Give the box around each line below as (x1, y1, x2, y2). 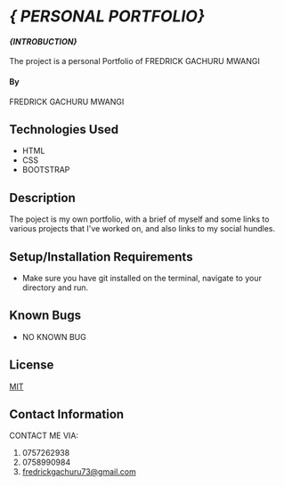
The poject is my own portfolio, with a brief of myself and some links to (9, 214, 270, 224)
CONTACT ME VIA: (9, 430, 78, 441)
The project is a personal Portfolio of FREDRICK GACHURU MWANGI (9, 56, 260, 67)
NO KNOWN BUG (21, 331, 86, 342)
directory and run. (21, 282, 89, 293)
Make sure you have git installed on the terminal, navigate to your (21, 273, 263, 284)
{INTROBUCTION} (9, 36, 77, 46)
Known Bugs (9, 308, 82, 323)
